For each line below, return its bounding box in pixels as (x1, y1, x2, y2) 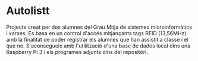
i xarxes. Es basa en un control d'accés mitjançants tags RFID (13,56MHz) (6, 29, 187, 36)
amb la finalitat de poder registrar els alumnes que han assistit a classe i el (6, 36, 188, 43)
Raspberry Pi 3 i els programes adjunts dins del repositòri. (6, 48, 149, 55)
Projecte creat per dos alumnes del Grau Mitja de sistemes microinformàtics (6, 23, 192, 30)
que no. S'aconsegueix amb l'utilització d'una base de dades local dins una (6, 42, 191, 49)
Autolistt (6, 4, 50, 18)
